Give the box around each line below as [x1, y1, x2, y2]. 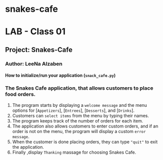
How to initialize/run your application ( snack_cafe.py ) [5, 72, 116, 78]
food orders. [5, 91, 36, 98]
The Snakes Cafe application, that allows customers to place [5, 85, 154, 92]
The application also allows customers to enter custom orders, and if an [12, 123, 159, 129]
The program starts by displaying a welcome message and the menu [12, 102, 147, 108]
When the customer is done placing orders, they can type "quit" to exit [12, 139, 158, 145]
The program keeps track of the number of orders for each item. [12, 118, 143, 124]
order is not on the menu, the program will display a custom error [12, 128, 146, 134]
